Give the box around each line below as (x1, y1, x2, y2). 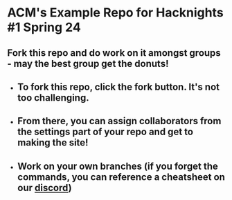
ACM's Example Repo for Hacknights (7, 5, 224, 21)
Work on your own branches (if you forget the (17, 160, 218, 172)
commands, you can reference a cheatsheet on (17, 171, 225, 183)
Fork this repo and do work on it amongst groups (7, 47, 222, 59)
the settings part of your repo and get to (17, 126, 194, 138)
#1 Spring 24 (7, 19, 81, 35)
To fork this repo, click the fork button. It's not (17, 81, 220, 92)
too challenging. (17, 92, 89, 103)
